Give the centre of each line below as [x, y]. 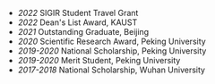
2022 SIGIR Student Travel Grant [78, 13]
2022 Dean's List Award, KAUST [77, 22]
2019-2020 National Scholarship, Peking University [112, 51]
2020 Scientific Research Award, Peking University [112, 41]
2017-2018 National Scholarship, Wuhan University [112, 70]
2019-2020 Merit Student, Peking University [99, 60]
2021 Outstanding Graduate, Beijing [83, 32]
